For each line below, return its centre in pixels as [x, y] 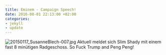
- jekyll [14, 23]
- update [14, 28]
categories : [17, 19]
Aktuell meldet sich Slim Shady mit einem [119, 42]
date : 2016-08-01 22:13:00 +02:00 [41, 14]
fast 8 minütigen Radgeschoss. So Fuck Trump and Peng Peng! [70, 47]
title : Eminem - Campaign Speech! [41, 10]
